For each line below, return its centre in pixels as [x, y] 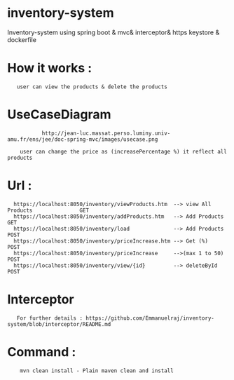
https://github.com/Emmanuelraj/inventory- [150, 318]
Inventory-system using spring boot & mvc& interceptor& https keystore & [113, 32]
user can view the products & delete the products [92, 87]
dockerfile [22, 39]
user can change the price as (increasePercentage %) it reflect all [124, 151]
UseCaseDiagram [59, 115]
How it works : [50, 68]
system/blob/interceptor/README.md [59, 324]
